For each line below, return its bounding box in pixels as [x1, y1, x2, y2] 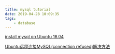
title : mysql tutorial [5, 7, 51, 12]
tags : [5, 16, 16, 21]
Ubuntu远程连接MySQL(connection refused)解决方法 [5, 44, 110, 50]
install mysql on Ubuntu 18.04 [5, 34, 64, 40]
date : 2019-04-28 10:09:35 [5, 12, 59, 16]
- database [14, 20, 36, 26]
